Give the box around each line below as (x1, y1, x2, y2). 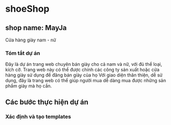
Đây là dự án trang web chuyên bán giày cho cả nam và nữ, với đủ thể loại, (5, 61, 162, 67)
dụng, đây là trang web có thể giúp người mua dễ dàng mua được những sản (5, 78, 166, 84)
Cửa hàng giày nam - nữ (5, 37, 56, 43)
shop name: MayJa (5, 23, 67, 32)
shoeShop (5, 3, 50, 15)
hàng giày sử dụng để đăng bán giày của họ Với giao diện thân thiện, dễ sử (5, 72, 163, 78)
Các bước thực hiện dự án (5, 97, 88, 106)
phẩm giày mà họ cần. (5, 83, 52, 89)
